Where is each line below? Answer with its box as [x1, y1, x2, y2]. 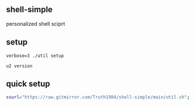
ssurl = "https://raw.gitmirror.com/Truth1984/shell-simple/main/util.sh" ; [6, 94, 190, 100]
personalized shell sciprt [6, 20, 66, 27]
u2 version [6, 63, 33, 69]
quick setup [6, 79, 50, 89]
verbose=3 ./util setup [6, 53, 64, 59]
